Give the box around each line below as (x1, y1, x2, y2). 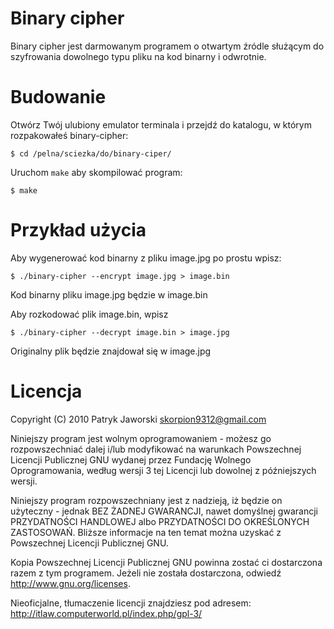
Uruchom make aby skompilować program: (10, 166, 183, 178)
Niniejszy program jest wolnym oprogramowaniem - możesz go (10, 432, 272, 444)
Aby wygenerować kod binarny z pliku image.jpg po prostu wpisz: (10, 252, 282, 264)
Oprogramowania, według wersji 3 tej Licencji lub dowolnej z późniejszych (10, 464, 317, 476)
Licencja (10, 380, 83, 402)
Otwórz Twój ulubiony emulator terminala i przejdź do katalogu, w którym (10, 118, 312, 131)
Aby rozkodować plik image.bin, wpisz (10, 308, 169, 320)
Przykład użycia (10, 219, 147, 242)
